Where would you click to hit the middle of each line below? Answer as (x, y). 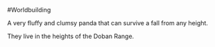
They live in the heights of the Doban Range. (71, 36)
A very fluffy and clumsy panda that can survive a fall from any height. (108, 23)
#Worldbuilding (29, 10)
